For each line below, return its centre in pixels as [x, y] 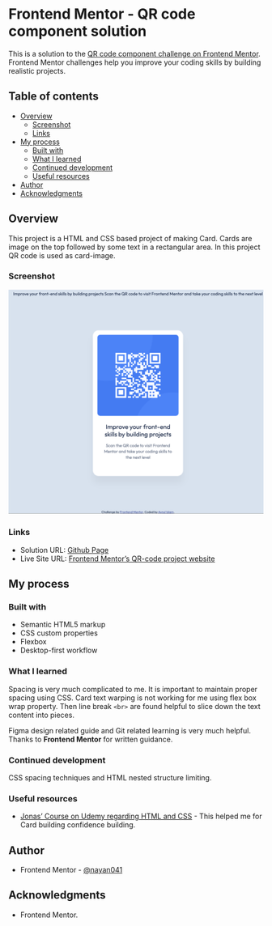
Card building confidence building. [78, 825]
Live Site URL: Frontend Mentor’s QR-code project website [117, 559]
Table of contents [53, 97]
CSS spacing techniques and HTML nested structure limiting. [110, 777]
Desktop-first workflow [59, 650]
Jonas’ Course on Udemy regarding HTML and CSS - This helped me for [141, 816]
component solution [78, 31]
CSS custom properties [59, 633]
